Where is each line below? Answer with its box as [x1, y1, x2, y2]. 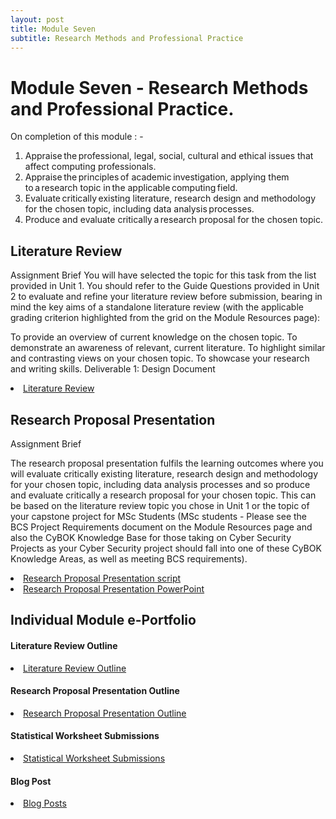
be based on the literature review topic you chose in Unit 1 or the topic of [10, 499, 310, 511]
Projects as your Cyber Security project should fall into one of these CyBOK [10, 542, 322, 554]
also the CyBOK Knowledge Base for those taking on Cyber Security [10, 531, 292, 543]
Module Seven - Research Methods [10, 76, 309, 99]
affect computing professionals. [24, 161, 157, 173]
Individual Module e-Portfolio [10, 612, 197, 629]
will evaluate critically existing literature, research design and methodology [10, 467, 319, 480]
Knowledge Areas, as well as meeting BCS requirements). [10, 552, 248, 565]
